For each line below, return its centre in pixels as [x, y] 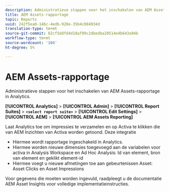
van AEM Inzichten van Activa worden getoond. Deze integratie [71, 132]
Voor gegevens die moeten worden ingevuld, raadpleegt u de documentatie [83, 178]
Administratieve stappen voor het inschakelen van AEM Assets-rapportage [82, 91]
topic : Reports [21, 19]
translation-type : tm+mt [31, 29]
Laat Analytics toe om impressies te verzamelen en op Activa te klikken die [82, 126]
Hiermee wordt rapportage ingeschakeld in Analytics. [68, 141]
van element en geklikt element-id [48, 158]
